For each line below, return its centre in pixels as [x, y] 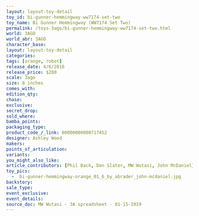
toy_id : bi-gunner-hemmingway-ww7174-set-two [63, 17]
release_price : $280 [32, 72]
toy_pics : [18, 171]
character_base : [26, 45]
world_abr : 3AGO [26, 39]
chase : [14, 99]
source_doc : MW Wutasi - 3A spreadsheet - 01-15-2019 [74, 204]
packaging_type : [26, 127]
